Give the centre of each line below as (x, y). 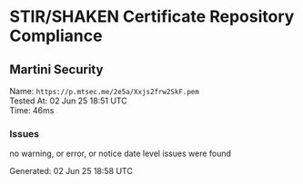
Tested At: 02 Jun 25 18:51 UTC (68, 101)
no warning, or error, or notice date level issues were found (121, 154)
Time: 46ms (32, 110)
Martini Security (56, 69)
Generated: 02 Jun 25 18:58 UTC (71, 171)
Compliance (56, 36)
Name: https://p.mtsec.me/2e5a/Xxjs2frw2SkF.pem (105, 91)
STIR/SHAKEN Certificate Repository (152, 17)
